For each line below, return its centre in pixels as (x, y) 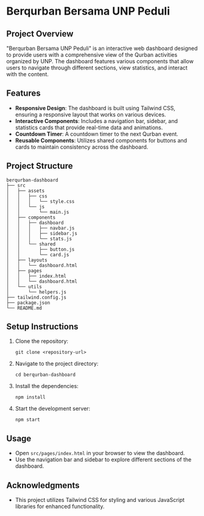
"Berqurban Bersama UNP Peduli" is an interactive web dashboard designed (102, 48)
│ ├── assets (26, 191)
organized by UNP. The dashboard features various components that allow (100, 61)
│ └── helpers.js (37, 292)
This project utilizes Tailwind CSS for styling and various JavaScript (100, 500)
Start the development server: (53, 409)
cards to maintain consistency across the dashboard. (82, 147)
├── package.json (28, 303)
